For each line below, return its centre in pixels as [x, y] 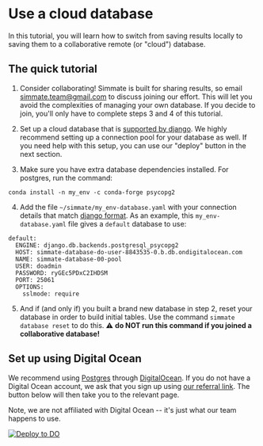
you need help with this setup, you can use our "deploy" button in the [133, 145]
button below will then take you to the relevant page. [94, 395]
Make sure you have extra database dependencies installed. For [124, 169]
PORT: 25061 [35, 280]
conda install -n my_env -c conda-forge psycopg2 [92, 192]
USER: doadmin [38, 266]
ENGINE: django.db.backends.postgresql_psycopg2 [97, 245]
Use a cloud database [81, 14]
